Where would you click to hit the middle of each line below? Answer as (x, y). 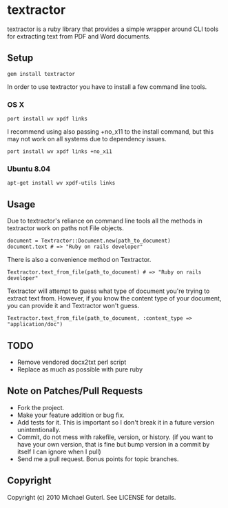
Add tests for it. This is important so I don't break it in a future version (116, 422)
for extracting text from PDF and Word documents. (79, 36)
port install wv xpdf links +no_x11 (60, 152)
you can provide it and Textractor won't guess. (73, 306)
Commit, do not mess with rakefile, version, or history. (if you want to (115, 437)
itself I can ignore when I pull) (59, 451)
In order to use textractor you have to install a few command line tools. (107, 87)
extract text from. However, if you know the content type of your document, (114, 298)
